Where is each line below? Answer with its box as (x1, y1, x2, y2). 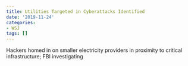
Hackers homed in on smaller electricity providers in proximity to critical (6, 47, 183, 54)
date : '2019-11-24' (6, 14, 55, 20)
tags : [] (6, 31, 28, 37)
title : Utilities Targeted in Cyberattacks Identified (6, 8, 145, 15)
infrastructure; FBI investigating (6, 53, 83, 60)
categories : (6, 19, 36, 25)
